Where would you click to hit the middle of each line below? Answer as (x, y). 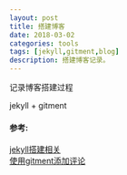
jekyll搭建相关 (35, 149)
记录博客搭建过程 (41, 87)
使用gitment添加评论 (48, 161)
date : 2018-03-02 (42, 35)
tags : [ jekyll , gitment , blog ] (64, 52)
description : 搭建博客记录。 (60, 60)
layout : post (34, 18)
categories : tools (44, 43)
